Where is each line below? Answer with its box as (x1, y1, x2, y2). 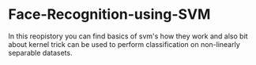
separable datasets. (8, 48, 73, 57)
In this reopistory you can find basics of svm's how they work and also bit (8, 31, 248, 41)
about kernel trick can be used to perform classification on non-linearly (8, 39, 241, 49)
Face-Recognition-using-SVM (8, 5, 211, 23)
